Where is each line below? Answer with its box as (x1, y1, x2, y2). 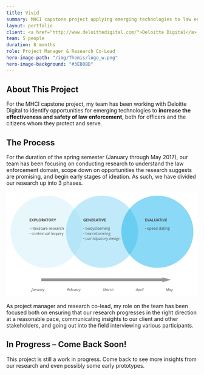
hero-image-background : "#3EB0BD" (6, 61, 94, 67)
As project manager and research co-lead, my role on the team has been (6, 303, 188, 310)
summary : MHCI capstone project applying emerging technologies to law (6, 16, 191, 22)
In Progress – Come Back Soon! (6, 339, 127, 349)
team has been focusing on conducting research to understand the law (6, 160, 184, 167)
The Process (6, 137, 55, 148)
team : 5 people (6, 35, 45, 42)
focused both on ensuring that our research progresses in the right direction (6, 309, 197, 316)
